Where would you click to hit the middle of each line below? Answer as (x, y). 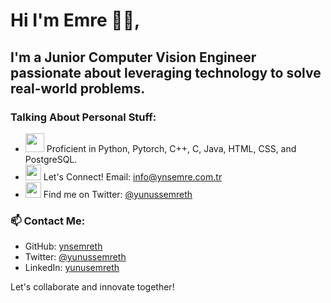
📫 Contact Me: (48, 221)
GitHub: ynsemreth (63, 246)
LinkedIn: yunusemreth (72, 268)
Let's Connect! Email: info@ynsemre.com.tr (133, 176)
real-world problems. (78, 88)
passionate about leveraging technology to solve (166, 72)
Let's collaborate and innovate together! (92, 287)
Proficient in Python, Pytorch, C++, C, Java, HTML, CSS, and (171, 148)
